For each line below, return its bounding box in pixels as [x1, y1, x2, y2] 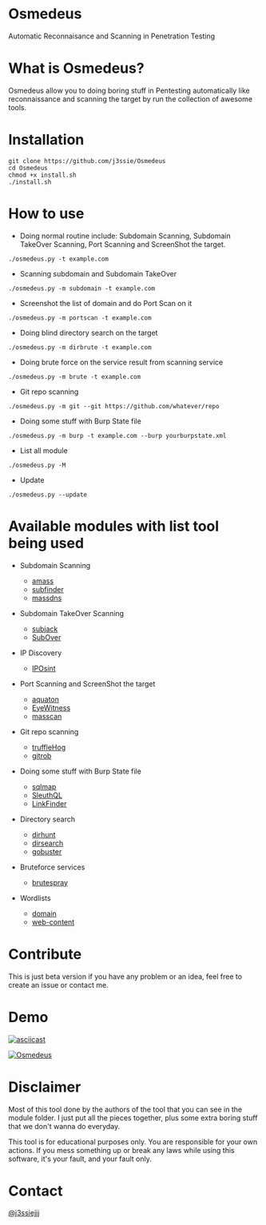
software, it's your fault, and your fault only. [8, 1154, 152, 1163]
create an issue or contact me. [8, 980, 109, 989]
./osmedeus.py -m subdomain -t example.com [8, 284, 156, 292]
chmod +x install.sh [8, 171, 77, 179]
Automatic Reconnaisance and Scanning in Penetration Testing [8, 31, 216, 41]
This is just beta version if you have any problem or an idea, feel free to [8, 972, 242, 981]
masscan [31, 711, 62, 721]
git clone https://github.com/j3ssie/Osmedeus [8, 157, 166, 165]
